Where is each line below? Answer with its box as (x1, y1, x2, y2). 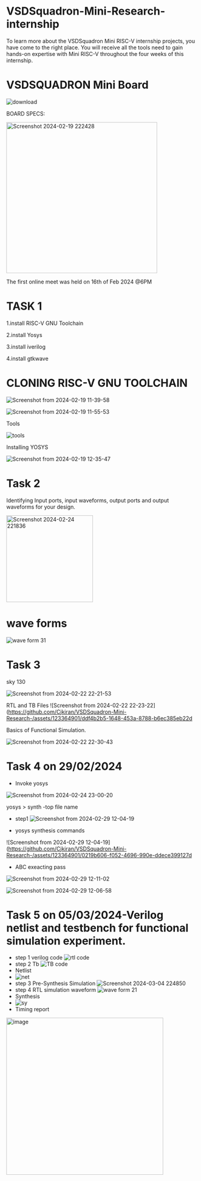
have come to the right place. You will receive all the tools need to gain (6, 44, 183, 51)
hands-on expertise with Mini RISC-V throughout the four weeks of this (6, 50, 184, 57)
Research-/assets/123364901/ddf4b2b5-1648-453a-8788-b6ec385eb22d (6, 714, 192, 722)
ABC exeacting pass (15, 863, 66, 871)
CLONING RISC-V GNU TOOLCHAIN (6, 376, 188, 390)
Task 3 (6, 658, 41, 672)
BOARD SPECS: (6, 110, 46, 117)
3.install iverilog (6, 343, 46, 350)
